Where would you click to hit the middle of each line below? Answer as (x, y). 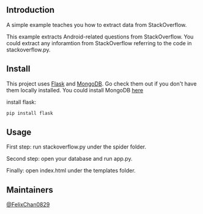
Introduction (31, 10)
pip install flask (30, 113)
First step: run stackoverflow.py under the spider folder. (76, 147)
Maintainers (30, 190)
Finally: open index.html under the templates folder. (71, 171)
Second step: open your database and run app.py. (69, 159)
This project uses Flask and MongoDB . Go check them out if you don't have (102, 83)
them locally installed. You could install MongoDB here (75, 90)
